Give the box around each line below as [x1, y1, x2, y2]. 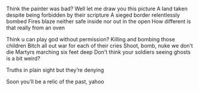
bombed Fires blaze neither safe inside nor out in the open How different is [6, 18, 191, 25]
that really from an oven [6, 24, 65, 31]
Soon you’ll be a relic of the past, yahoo [6, 78, 104, 85]
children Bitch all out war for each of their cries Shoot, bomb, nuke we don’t [6, 42, 193, 49]
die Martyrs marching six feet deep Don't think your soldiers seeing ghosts [6, 48, 191, 56]
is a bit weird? [6, 55, 41, 62]
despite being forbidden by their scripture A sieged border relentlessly [6, 11, 180, 19]
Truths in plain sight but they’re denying [6, 66, 104, 74]
